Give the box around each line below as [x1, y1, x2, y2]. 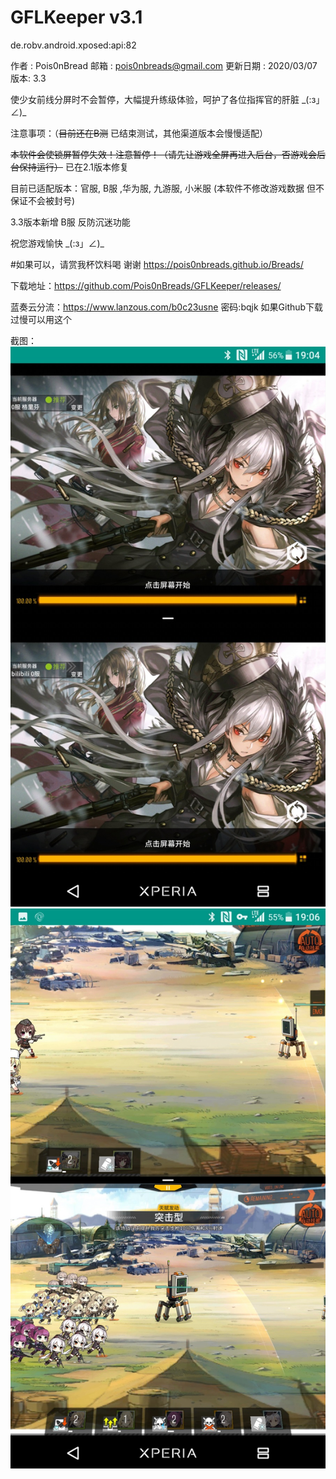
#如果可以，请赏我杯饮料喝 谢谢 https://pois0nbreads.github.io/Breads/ [10, 258, 304, 270]
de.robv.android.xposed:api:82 [10, 39, 137, 51]
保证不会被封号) [10, 194, 76, 206]
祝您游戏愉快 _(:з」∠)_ [10, 237, 105, 249]
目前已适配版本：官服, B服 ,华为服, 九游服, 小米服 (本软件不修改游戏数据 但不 [10, 182, 325, 194]
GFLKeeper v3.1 [10, 6, 143, 29]
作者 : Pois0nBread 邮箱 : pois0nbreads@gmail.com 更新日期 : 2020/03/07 [10, 59, 318, 71]
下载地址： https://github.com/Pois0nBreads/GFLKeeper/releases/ [10, 279, 282, 291]
